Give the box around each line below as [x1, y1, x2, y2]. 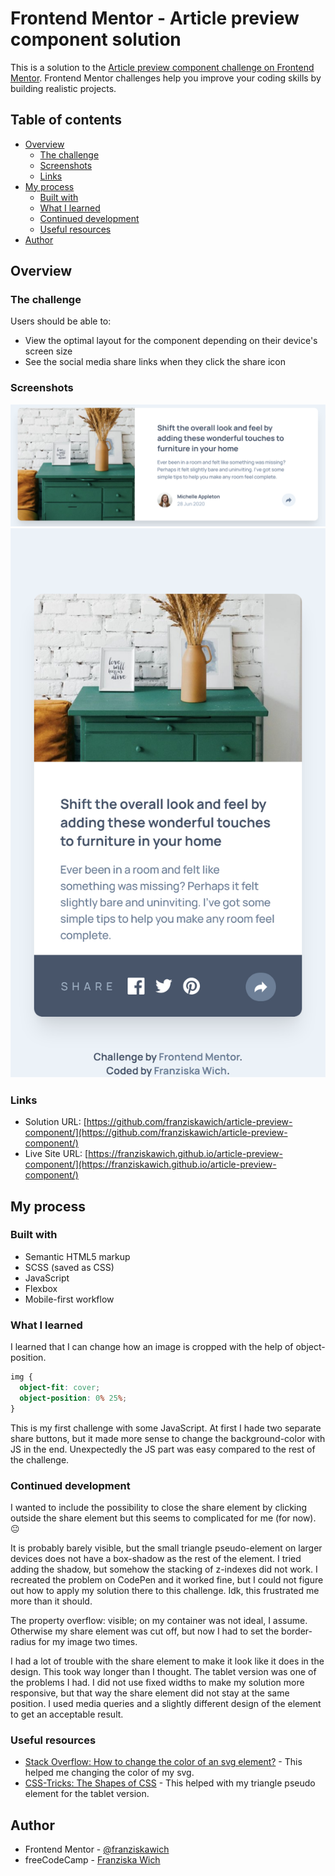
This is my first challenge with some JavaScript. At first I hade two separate [10, 1422, 322, 1434]
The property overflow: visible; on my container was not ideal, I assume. [10, 1614, 308, 1626]
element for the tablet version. [24, 1788, 150, 1800]
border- [281, 1625, 313, 1637]
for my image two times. [38, 1635, 138, 1647]
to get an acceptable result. [10, 1708, 124, 1720]
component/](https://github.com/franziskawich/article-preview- [24, 1127, 288, 1139]
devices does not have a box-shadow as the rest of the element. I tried [10, 1552, 302, 1564]
